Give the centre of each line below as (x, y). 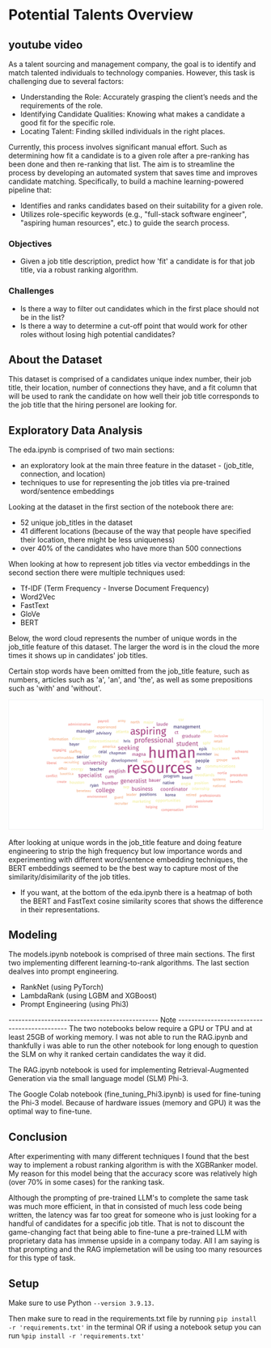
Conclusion (38, 1137)
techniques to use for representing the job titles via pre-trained (125, 483)
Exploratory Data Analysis (76, 430)
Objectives (30, 243)
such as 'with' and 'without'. (55, 688)
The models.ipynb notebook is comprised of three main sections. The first (132, 954)
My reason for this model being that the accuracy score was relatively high (133, 1173)
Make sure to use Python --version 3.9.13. (82, 1303)
